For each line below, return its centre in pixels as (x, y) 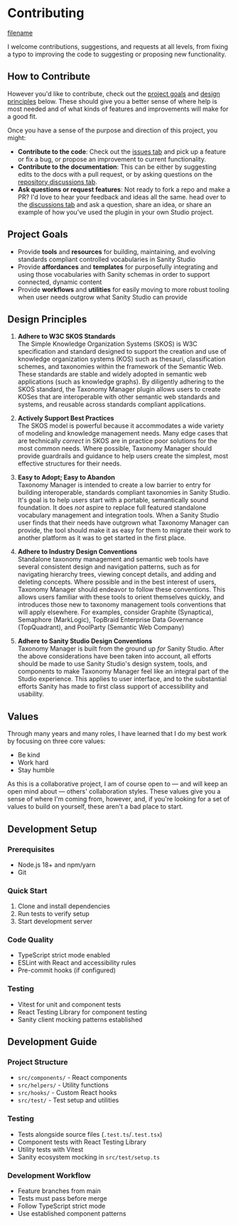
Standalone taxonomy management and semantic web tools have (113, 559)
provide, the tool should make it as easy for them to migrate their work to (124, 530)
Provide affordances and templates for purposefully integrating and (118, 267)
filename (20, 33)
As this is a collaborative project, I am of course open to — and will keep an (118, 784)
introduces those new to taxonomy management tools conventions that (121, 605)
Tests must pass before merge (63, 1199)
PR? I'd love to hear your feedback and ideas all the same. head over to (122, 196)
